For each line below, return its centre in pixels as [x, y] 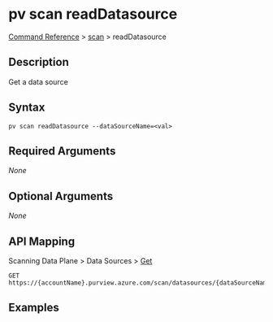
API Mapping [42, 241]
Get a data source [39, 81]
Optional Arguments [61, 196]
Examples [34, 308]
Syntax [27, 108]
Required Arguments [62, 151]
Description [39, 62]
